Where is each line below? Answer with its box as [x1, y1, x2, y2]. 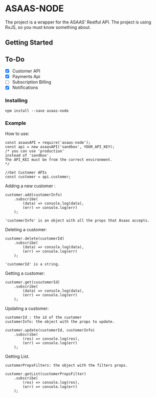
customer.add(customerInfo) [5, 192, 63, 197]
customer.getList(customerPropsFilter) [5, 371, 87, 376]
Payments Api [12, 74, 41, 80]
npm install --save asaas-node [5, 108, 69, 113]
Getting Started [5, 39, 53, 47]
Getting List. [5, 353, 30, 359]
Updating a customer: [5, 305, 49, 311]
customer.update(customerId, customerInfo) [5, 328, 95, 332]
